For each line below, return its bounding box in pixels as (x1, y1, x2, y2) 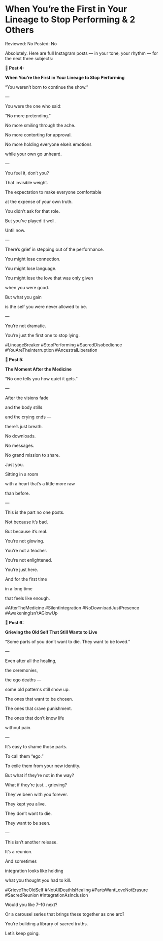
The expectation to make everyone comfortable (5, 189, 102, 195)
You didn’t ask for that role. (5, 208, 60, 214)
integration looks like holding (5, 868, 64, 874)
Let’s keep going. (5, 930, 40, 936)
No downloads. (5, 433, 36, 439)
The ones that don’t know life (5, 715, 65, 721)
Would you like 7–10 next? (5, 902, 58, 907)
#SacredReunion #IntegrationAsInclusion (5, 892, 89, 898)
